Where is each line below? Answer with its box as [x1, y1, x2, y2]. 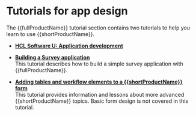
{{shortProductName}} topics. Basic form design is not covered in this [14, 97, 189, 105]
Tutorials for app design [6, 4, 128, 18]
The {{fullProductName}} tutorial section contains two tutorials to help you [6, 24, 191, 31]
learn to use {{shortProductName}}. [6, 30, 95, 37]
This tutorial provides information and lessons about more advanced [14, 91, 185, 98]
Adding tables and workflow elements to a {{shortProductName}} [14, 78, 183, 85]
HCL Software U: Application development [14, 42, 123, 49]
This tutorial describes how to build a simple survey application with [14, 60, 183, 67]
